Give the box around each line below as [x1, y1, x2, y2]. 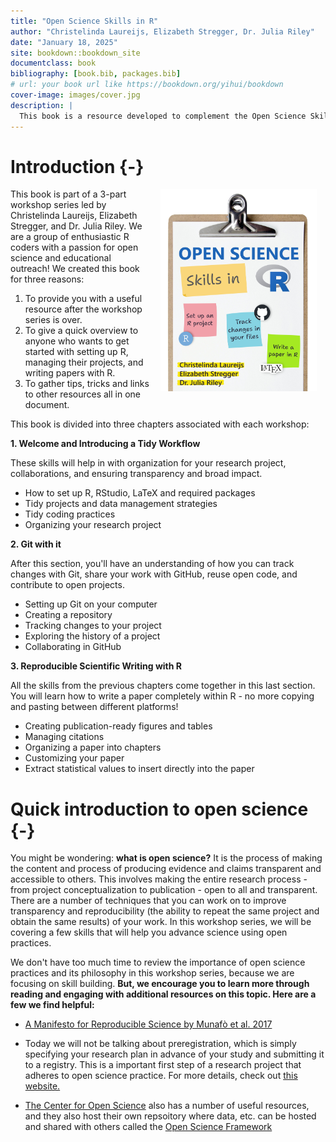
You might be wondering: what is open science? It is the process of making [10, 852, 323, 864]
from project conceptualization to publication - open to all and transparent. [10, 884, 318, 896]
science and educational [10, 252, 112, 264]
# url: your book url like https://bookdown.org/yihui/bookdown [10, 80, 284, 90]
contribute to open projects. [10, 579, 125, 591]
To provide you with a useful [24, 293, 143, 305]
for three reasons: [10, 273, 85, 285]
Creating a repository [24, 609, 113, 621]
